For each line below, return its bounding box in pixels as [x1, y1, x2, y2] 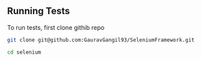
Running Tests [7, 5, 70, 17]
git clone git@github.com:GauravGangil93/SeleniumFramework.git [7, 37, 195, 43]
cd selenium [7, 49, 41, 56]
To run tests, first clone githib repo [7, 23, 105, 31]
